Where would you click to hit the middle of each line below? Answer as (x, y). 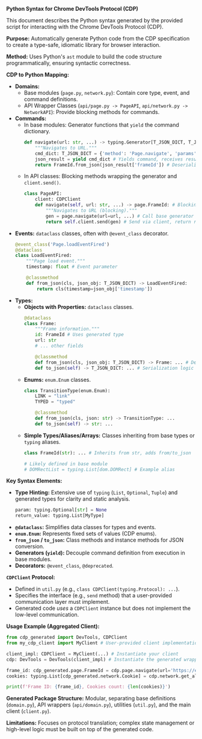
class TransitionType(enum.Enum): (67, 391)
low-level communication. (47, 615)
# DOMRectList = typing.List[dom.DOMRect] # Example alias (99, 469)
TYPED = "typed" (55, 402)
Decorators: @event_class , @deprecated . (64, 566)
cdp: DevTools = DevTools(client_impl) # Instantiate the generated (94, 659)
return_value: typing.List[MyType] (60, 516)
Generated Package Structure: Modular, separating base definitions (91, 699)
